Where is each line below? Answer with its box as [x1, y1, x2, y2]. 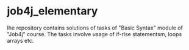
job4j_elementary [7, 4, 98, 18]
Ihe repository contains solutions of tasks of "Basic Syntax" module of [7, 24, 184, 31]
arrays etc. [7, 37, 34, 44]
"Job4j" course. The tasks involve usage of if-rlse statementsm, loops [7, 30, 182, 37]
